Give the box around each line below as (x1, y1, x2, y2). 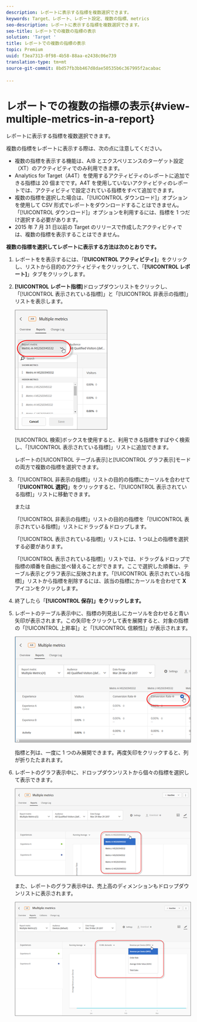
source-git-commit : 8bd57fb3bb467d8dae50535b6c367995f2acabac (6, 65, 161, 71)
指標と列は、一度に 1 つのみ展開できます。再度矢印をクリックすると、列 (14, 749, 189, 756)
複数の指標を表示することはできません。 (25, 231, 123, 238)
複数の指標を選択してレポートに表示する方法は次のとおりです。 (6, 243, 160, 251)
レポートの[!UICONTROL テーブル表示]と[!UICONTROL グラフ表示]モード (14, 456, 191, 463)
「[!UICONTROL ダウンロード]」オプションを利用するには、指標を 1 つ (14, 209, 185, 216)
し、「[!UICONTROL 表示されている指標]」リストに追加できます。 (14, 444, 172, 451)
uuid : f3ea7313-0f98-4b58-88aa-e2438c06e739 (6, 53, 117, 59)
